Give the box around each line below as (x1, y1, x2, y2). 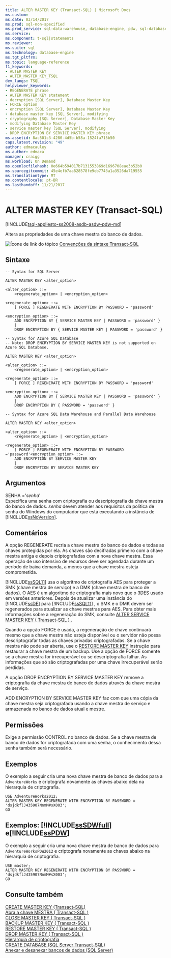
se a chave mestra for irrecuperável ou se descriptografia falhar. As (5, 654, 147, 660)
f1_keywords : (5, 64, 33, 69)
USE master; (5, 863, 31, 868)
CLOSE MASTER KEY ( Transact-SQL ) (5, 914, 85, 921)
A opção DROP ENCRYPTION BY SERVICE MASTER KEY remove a (5, 675, 144, 681)
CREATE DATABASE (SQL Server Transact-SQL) (5, 942, 105, 948)
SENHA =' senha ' (5, 492, 41, 499)
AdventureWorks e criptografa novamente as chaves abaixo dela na (5, 779, 144, 785)
